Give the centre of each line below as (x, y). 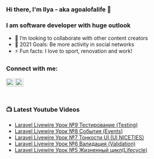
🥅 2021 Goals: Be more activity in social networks (74, 44)
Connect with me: (32, 69)
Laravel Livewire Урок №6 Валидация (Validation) (75, 144)
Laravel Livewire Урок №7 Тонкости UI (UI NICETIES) (79, 137)
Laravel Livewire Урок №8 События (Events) (69, 131)
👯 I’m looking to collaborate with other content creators (81, 38)
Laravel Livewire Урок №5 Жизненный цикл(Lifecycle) (81, 150)
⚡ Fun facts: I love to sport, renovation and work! (73, 51)
